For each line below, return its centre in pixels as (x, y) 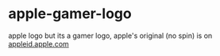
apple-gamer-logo (70, 14)
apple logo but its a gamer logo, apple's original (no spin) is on (110, 35)
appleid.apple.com (39, 43)
